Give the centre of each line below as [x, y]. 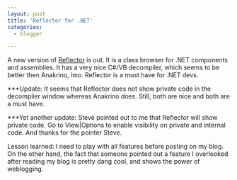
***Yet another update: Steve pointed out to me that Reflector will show [112, 118]
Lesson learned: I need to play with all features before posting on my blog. [116, 147]
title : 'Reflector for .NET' [50, 21]
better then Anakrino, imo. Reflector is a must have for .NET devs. [103, 75]
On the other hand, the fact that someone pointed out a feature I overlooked [118, 154]
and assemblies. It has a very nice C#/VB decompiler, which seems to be [114, 67]
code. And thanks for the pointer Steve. [65, 133]
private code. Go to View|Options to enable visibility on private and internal [117, 125]
